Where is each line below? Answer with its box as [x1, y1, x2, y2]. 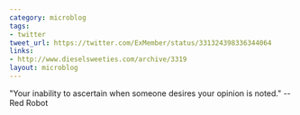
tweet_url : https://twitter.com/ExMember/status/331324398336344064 [9, 38, 272, 48]
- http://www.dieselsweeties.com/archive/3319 [9, 55, 187, 64]
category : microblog [9, 13, 87, 22]
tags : [9, 22, 30, 31]
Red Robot [9, 97, 49, 108]
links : [9, 47, 34, 56]
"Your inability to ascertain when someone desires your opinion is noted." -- [9, 87, 291, 99]
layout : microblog [9, 64, 78, 73]
